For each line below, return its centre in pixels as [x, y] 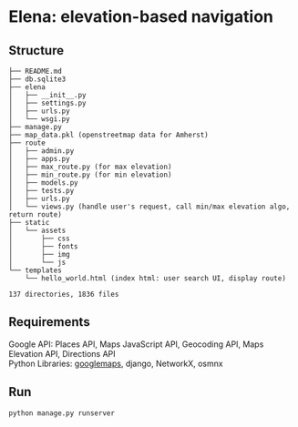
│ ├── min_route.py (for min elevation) [90, 175]
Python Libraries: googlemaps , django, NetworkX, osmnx [116, 363]
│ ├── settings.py [48, 103]
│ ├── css [39, 239]
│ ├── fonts [43, 247]
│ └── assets [37, 230]
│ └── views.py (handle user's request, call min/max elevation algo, [149, 207]
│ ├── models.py [43, 183]
